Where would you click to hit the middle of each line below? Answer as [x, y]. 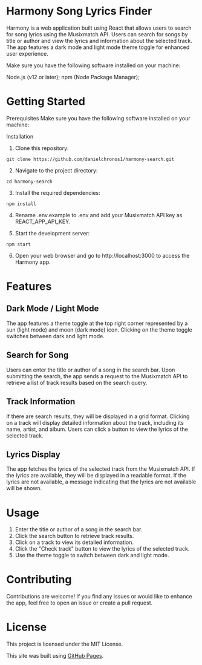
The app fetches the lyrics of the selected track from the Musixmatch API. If [101, 469]
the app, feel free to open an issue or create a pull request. [80, 603]
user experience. [27, 53]
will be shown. [24, 488]
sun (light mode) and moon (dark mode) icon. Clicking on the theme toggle [99, 329]
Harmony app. [33, 262]
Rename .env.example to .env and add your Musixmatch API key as [99, 215]
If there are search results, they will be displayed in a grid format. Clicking [98, 416]
